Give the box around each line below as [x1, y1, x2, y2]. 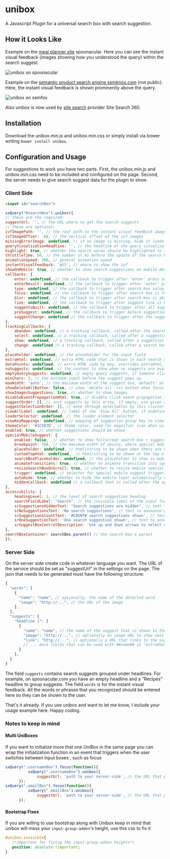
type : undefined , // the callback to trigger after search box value [14, 286, 164, 291]
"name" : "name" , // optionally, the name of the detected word [18, 595, 155, 600]
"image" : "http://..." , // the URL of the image [18, 600, 123, 605]
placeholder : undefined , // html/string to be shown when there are [14, 447, 162, 452]
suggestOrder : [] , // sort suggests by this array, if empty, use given [5, 399, 162, 405]
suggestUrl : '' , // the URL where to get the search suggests [5, 220, 139, 225]
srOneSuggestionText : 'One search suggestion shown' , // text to [14, 518, 155, 523]
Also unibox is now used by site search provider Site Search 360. [5, 104, 141, 110]
